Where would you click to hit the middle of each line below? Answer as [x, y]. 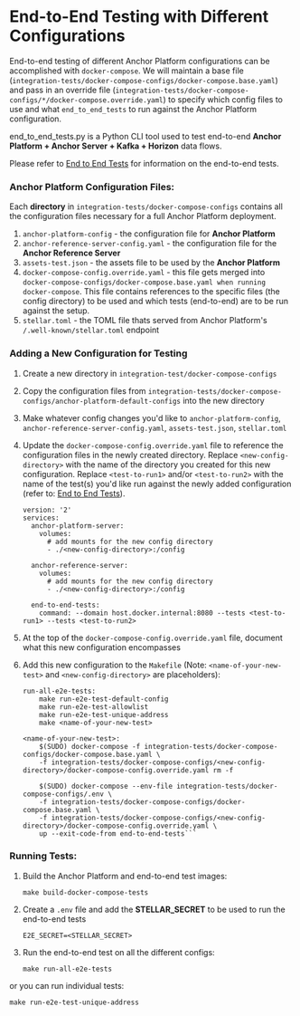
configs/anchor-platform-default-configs [101, 401]
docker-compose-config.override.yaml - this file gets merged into [144, 273]
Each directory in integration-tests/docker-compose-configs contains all [146, 206]
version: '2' [47, 510]
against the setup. [56, 311]
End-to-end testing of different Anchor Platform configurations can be [140, 61]
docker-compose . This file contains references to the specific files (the [151, 292]
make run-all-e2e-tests [67, 969]
